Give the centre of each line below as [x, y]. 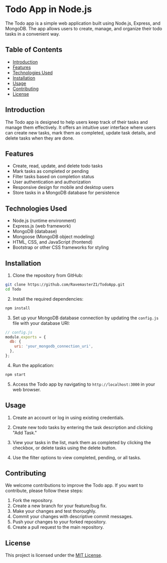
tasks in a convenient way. [33, 34]
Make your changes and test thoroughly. [54, 511]
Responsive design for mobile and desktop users [63, 187]
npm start [16, 374]
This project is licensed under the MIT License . [54, 555]
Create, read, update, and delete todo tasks [58, 166]
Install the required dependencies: [48, 299]
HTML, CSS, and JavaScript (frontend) [53, 242]
